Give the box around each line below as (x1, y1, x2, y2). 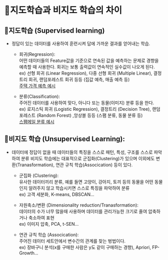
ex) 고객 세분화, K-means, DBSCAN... (19, 191, 95, 197)
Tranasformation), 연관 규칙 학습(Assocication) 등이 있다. (17, 162, 133, 168)
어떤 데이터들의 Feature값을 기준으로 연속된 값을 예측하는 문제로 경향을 (19, 57, 159, 63)
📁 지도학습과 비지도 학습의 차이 (4, 5, 123, 16)
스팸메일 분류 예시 (19, 119, 54, 124)
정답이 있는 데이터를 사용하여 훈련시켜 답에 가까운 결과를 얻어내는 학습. (11, 41, 150, 46)
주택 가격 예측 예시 (19, 83, 56, 89)
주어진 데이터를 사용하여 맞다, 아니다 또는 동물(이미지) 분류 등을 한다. (19, 100, 154, 106)
